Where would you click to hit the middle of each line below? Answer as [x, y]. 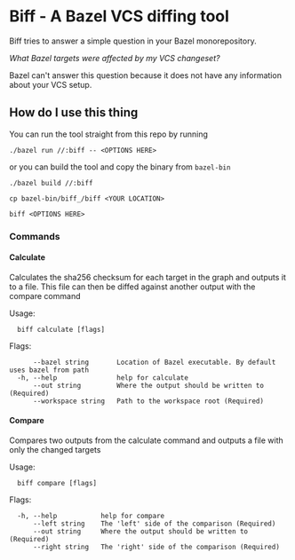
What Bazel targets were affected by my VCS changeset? [115, 58]
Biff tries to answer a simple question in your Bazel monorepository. [133, 41]
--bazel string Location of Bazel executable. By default [154, 362]
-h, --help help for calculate [103, 378]
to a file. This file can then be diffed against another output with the [132, 287]
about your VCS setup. [51, 84]
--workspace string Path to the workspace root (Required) [148, 401]
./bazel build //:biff [51, 183]
